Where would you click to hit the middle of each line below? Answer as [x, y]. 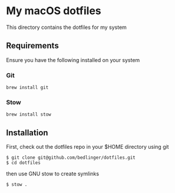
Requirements [32, 46]
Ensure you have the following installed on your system [73, 60]
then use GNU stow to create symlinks [52, 174]
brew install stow [29, 115]
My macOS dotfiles [54, 11]
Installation [27, 133]
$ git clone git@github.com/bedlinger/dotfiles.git [71, 158]
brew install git [27, 88]
